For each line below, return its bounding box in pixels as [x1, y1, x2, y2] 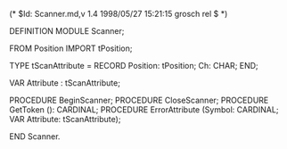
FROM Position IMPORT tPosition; [9, 43, 133, 54]
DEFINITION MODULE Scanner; [9, 26, 125, 36]
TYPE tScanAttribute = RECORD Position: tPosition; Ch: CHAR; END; [9, 61, 258, 70]
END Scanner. [9, 131, 61, 142]
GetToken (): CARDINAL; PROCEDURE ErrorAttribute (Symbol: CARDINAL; [9, 104, 279, 115]
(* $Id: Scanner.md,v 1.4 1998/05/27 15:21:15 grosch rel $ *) [9, 9, 228, 19]
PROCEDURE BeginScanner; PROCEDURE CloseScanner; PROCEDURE [9, 95, 269, 105]
